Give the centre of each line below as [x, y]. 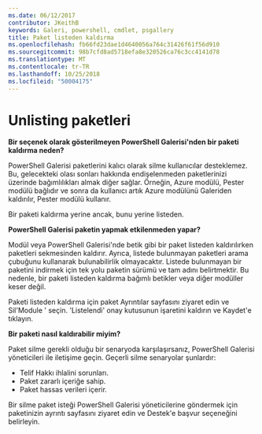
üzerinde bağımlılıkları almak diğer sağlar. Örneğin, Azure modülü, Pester [126, 183]
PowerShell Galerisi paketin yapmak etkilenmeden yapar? [104, 230]
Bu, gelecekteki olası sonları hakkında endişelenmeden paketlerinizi [118, 174]
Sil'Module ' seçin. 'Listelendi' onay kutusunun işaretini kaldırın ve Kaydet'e [130, 310]
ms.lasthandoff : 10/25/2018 [54, 74]
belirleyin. [24, 421]
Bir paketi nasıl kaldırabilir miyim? [65, 334]
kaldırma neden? [36, 150]
